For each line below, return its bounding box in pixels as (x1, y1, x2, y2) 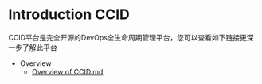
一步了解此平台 (8, 42, 57, 52)
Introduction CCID (8, 6, 130, 24)
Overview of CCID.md (31, 67, 104, 76)
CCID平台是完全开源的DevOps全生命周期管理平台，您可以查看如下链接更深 (8, 32, 254, 42)
